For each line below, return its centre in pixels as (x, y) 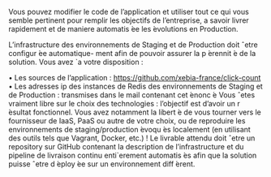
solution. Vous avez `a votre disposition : (76, 62)
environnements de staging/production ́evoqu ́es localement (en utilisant (130, 130)
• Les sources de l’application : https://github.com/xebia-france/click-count (135, 78)
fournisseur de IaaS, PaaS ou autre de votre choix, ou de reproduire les (127, 121)
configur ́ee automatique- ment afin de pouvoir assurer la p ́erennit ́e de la (132, 53)
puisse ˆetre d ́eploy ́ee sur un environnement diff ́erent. (102, 164)
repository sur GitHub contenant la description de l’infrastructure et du (126, 147)
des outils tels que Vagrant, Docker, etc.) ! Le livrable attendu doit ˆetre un (132, 138)
